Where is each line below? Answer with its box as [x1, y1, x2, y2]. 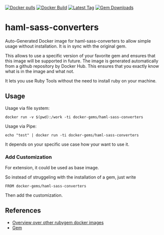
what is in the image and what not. [5, 68, 74, 74]
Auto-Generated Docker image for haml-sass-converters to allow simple [5, 38, 151, 44]
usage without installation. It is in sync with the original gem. [5, 43, 127, 49]
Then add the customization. [5, 192, 63, 198]
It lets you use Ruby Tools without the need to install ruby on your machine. [5, 78, 157, 83]
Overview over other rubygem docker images [12, 219, 104, 225]
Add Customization [5, 154, 52, 160]
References [5, 207, 41, 215]
